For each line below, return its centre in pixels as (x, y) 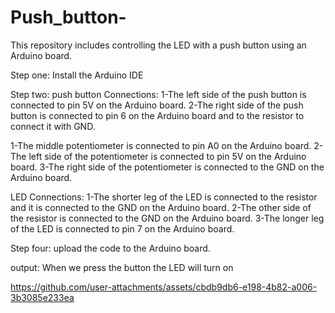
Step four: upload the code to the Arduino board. (110, 248)
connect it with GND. (53, 126)
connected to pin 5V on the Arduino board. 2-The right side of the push (157, 105)
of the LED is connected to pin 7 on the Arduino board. (122, 228)
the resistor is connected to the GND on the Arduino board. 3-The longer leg (167, 218)
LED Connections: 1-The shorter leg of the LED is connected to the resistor (164, 197)
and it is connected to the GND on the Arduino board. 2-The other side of (161, 207)
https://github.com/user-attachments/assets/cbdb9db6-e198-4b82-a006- (164, 287)
